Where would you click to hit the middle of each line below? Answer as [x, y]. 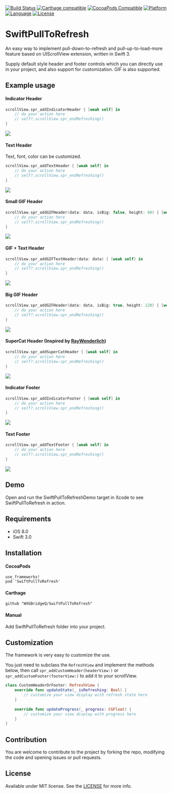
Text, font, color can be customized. [43, 156]
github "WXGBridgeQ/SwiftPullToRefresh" [49, 604]
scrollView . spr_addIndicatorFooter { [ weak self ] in [63, 399]
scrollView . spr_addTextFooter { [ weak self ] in [57, 445]
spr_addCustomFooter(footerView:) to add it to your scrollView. [71, 676]
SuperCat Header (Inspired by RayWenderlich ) [56, 341]
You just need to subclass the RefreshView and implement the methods [80, 665]
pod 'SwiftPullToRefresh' [33, 582]
